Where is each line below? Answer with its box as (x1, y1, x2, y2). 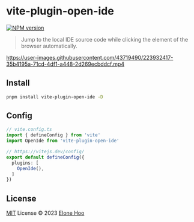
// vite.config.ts (6, 127, 52, 133)
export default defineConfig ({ (6, 154, 85, 160)
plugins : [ (11, 160, 39, 166)
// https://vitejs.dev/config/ (6, 149, 85, 155)
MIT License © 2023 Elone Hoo (6, 209, 85, 217)
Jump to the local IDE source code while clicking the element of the (20, 36, 188, 43)
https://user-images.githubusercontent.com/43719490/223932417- (6, 54, 174, 61)
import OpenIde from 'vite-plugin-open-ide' (6, 138, 120, 144)
